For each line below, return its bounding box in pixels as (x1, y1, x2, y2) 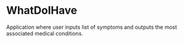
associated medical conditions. (6, 29, 83, 37)
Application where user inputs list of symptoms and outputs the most (6, 23, 178, 31)
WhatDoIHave (6, 4, 77, 17)
